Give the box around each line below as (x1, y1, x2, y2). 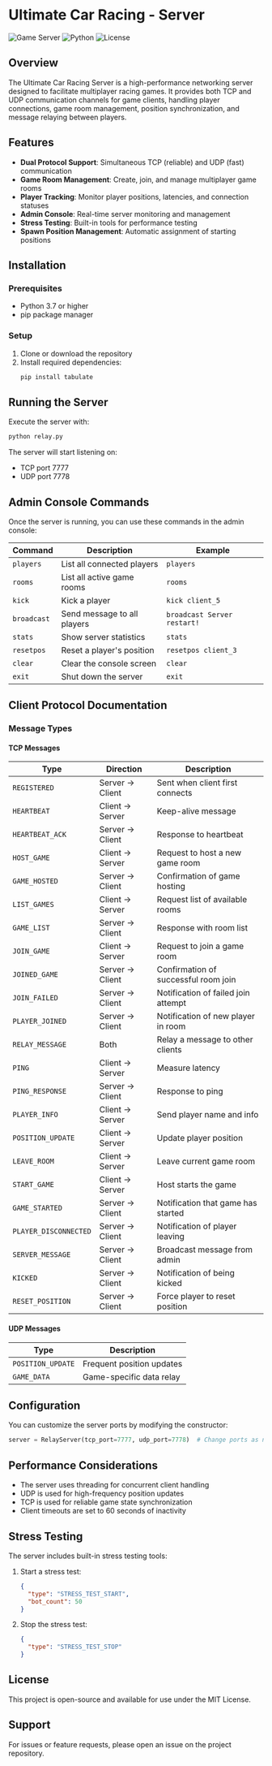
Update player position (156, 1133, 244, 1144)
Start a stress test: (19, 1566, 82, 1576)
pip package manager (19, 310, 94, 320)
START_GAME (12, 1180, 54, 1190)
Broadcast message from (156, 1244, 253, 1255)
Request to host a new (156, 847, 242, 858)
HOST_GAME (12, 853, 50, 862)
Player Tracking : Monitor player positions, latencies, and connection (19, 192, 249, 201)
